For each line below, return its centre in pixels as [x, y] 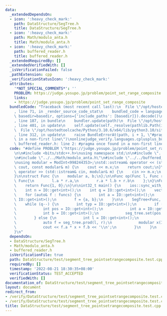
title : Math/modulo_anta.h [42, 42]
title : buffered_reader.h [41, 56]
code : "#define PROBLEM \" [38, 149]
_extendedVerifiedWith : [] [38, 65]
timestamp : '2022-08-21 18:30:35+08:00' [52, 269]
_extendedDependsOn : [31, 14]
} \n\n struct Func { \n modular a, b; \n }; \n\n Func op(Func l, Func [86, 176]
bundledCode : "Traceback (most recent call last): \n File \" [75, 107]
